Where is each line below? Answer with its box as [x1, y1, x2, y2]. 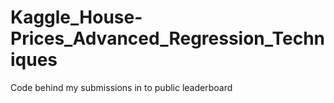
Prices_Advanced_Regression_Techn [10, 27, 326, 50]
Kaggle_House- [10, 6, 143, 29]
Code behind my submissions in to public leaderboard [10, 81, 233, 93]
